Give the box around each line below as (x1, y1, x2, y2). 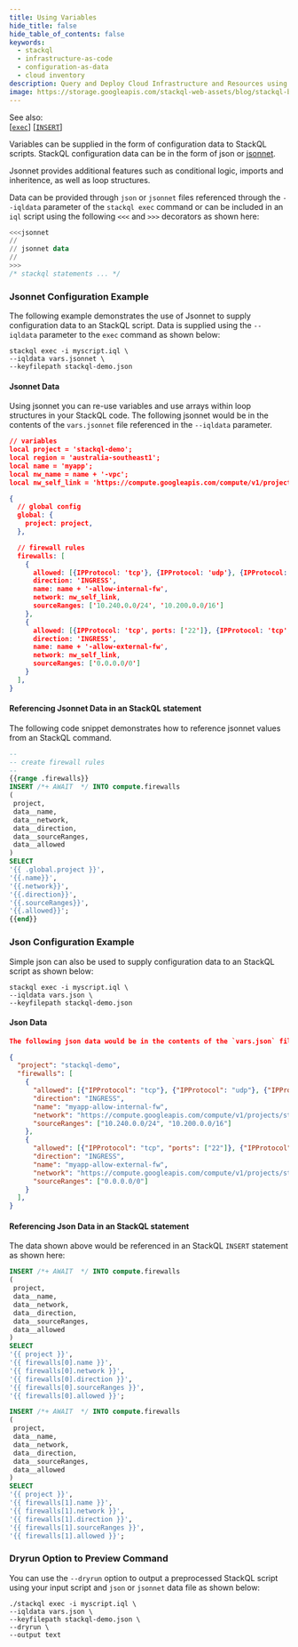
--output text (9, 1630, 62, 1639)
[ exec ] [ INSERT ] (9, 121, 63, 132)
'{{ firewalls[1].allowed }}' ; (9, 1531, 125, 1540)
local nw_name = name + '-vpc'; (9, 470, 129, 478)
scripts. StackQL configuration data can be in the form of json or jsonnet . (9, 148, 277, 158)
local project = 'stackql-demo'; (9, 446, 133, 454)
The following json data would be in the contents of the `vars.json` (9, 1037, 276, 1046)
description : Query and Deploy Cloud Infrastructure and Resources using (9, 79, 288, 88)
